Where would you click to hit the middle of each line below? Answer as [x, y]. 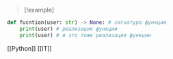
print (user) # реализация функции [68, 29]
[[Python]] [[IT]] [30, 48]
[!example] [39, 10]
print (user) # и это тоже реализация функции [85, 35]
